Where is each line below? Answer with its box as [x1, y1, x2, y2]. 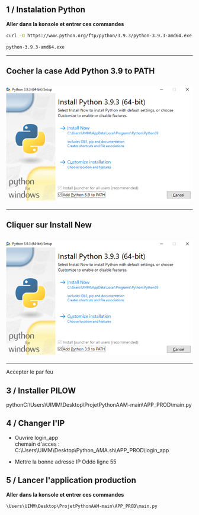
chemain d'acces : [14, 440, 60, 448]
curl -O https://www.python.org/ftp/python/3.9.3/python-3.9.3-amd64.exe [6, 33, 192, 38]
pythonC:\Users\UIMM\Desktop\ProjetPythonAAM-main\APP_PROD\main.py [6, 401, 192, 408]
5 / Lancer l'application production [6, 475, 136, 485]
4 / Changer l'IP [6, 419, 65, 429]
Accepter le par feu [6, 368, 53, 375]
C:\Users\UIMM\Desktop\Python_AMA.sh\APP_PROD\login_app [14, 446, 169, 453]
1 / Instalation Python [6, 5, 86, 15]
